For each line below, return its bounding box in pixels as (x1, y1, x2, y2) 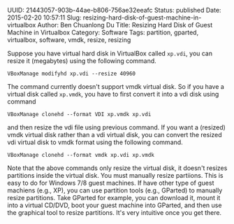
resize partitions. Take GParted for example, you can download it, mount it (7, 194, 221, 202)
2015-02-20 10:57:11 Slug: (7, 13, 82, 22)
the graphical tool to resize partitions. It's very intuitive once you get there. (7, 209, 222, 216)
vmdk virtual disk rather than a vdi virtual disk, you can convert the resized (7, 131, 222, 139)
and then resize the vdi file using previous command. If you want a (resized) (7, 123, 226, 132)
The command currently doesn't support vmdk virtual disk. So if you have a (7, 83, 225, 90)
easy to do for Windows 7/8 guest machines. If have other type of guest (7, 178, 214, 187)
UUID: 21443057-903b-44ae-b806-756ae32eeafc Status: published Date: (7, 6, 221, 14)
